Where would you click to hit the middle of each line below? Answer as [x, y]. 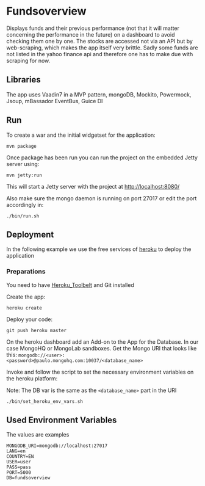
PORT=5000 [19, 473]
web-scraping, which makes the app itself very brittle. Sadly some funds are [102, 48]
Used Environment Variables [62, 420]
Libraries [23, 80]
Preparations [26, 272]
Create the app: [26, 297]
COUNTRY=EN [20, 457]
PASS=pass [19, 467]
